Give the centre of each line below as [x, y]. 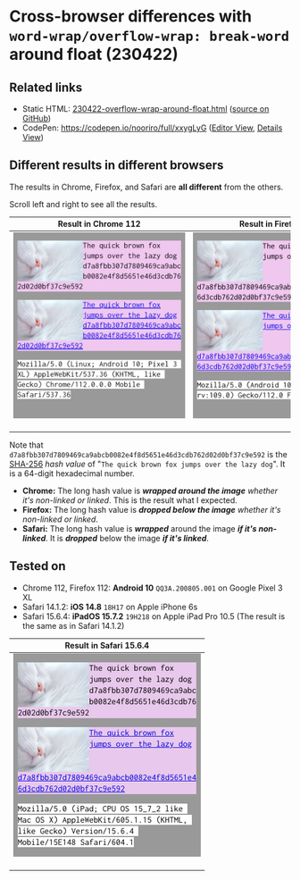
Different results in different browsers [117, 166]
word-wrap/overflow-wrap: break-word [150, 37]
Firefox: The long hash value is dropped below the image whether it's [151, 509]
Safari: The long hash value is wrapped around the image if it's [139, 528]
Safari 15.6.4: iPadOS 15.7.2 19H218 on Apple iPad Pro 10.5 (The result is [154, 616]
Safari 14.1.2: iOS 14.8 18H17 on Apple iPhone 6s [110, 607]
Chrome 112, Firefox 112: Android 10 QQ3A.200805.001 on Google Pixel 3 [152, 588]
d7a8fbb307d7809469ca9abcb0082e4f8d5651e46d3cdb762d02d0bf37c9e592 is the [148, 454]
